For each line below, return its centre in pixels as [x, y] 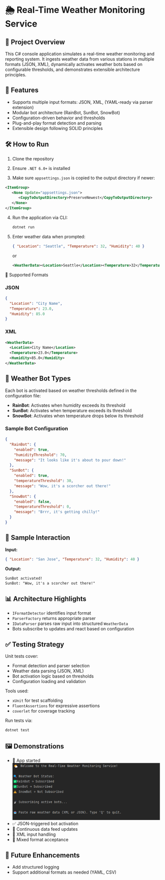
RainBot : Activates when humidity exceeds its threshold [69, 405]
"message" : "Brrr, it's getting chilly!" [57, 512]
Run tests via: [19, 720]
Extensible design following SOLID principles [57, 128]
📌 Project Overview [35, 42]
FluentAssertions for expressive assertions [56, 706]
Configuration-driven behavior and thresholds [59, 118]
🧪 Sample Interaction [38, 538]
